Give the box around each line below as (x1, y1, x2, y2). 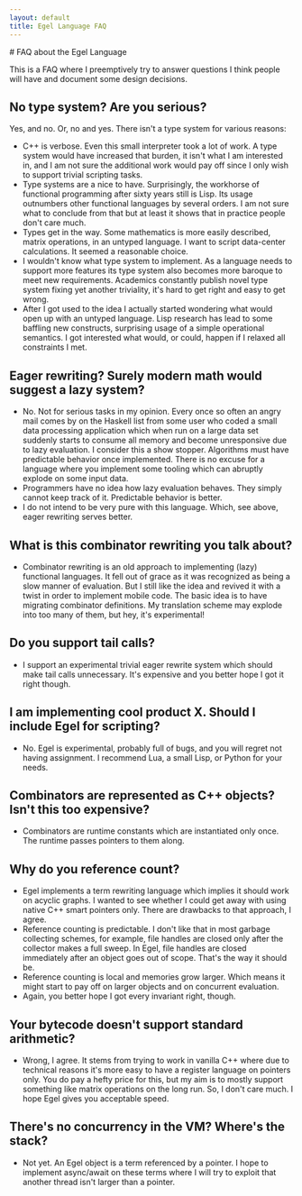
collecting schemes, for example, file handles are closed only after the (22, 934, 284, 945)
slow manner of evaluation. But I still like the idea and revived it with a (22, 580, 281, 591)
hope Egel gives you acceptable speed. (22, 1093, 169, 1104)
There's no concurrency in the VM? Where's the (9, 1119, 286, 1135)
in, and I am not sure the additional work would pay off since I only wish (22, 160, 289, 171)
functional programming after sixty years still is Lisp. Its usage (22, 188, 253, 199)
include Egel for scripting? (9, 718, 160, 735)
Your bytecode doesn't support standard (9, 1017, 243, 1032)
